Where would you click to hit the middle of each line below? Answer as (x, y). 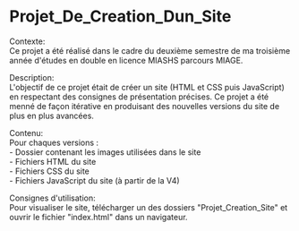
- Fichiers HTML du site (53, 161)
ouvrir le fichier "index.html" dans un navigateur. (98, 217)
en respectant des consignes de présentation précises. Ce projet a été (139, 97)
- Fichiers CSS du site (49, 171)
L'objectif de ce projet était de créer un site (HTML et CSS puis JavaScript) (147, 87)
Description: (32, 77)
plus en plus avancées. (51, 115)
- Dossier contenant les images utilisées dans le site (105, 152)
